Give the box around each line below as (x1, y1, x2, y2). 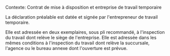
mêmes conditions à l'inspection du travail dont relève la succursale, (5, 40, 150, 46)
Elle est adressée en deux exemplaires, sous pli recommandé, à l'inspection (5, 29, 165, 35)
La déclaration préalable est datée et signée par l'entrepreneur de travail (5, 14, 158, 20)
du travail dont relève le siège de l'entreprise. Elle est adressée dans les (5, 35, 157, 40)
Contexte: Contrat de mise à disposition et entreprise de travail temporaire (5, 5, 162, 10)
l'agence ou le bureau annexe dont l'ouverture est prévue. (5, 45, 128, 51)
